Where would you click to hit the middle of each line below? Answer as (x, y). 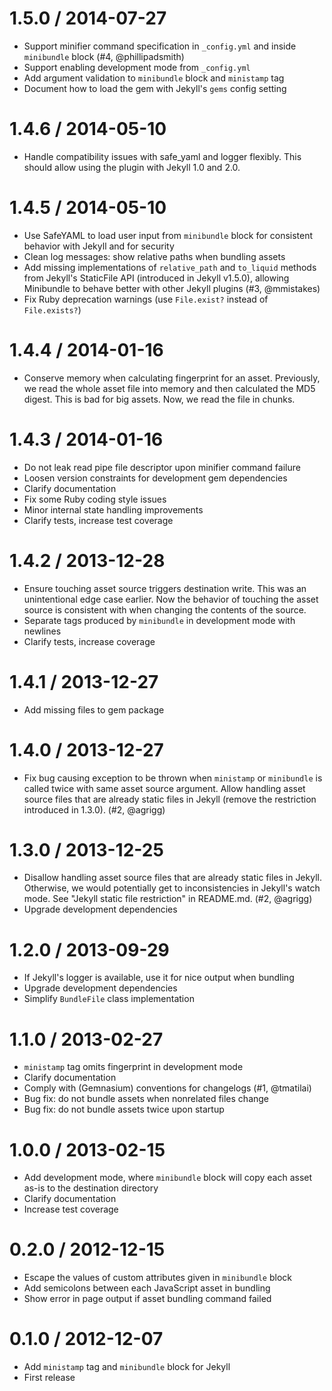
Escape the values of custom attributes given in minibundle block (157, 1278)
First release (49, 1378)
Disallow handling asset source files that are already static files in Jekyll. (172, 878)
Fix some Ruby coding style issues (95, 499)
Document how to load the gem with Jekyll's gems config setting (155, 88)
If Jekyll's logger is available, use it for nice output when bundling (159, 978)
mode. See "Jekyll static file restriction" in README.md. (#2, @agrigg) (168, 899)
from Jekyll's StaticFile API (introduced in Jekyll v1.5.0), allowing (156, 278)
